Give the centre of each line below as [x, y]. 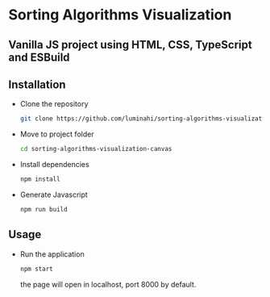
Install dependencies [55, 165]
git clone [37, 119]
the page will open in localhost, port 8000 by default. [108, 284]
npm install [40, 179]
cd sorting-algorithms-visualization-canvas [96, 149]
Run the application [52, 254]
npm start [37, 269]
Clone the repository [54, 104]
